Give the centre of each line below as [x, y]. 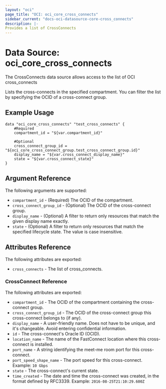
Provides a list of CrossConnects [41, 28]
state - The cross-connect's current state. [56, 371]
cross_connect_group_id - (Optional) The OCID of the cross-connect [82, 205]
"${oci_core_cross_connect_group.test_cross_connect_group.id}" [73, 150]
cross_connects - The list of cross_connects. [57, 269]
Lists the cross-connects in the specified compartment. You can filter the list [83, 92]
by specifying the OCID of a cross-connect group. [56, 97]
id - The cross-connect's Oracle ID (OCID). [56, 333]
